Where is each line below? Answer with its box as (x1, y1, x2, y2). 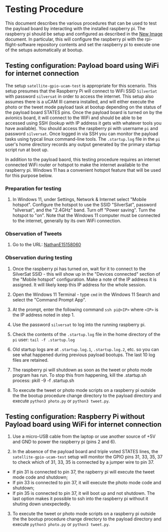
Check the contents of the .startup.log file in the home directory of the (12, 331, 161, 337)
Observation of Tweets (5, 230, 62, 237)
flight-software (5, 41, 36, 47)
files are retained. (12, 357, 49, 363)
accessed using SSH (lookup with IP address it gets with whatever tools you (5, 120, 161, 126)
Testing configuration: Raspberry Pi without (5, 412, 145, 421)
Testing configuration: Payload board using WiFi (5, 61, 159, 70)
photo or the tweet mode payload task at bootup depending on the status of (5, 104, 161, 110)
